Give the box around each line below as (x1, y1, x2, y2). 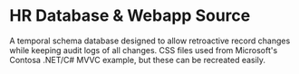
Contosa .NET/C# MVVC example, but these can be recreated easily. (9, 54, 265, 65)
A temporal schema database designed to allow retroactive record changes (9, 35, 291, 46)
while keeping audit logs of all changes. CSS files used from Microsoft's (9, 44, 278, 55)
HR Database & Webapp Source (9, 5, 251, 26)
